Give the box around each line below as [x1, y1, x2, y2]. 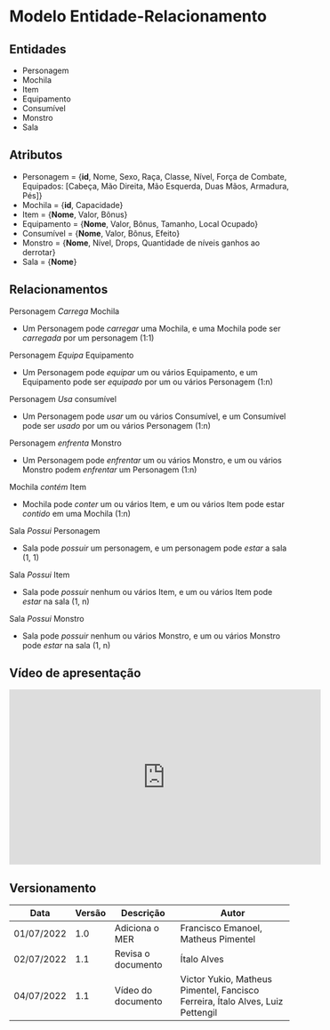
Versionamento [9, 881, 97, 896]
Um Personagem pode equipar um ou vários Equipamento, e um [21, 366, 258, 377]
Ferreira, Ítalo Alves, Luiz [180, 995, 284, 1008]
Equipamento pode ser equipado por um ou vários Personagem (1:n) [21, 376, 274, 387]
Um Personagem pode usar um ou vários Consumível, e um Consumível [21, 411, 286, 422]
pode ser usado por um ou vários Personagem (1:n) [21, 420, 212, 431]
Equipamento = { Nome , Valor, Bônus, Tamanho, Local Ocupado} [21, 218, 259, 229]
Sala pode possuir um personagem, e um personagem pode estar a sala [21, 543, 287, 553]
